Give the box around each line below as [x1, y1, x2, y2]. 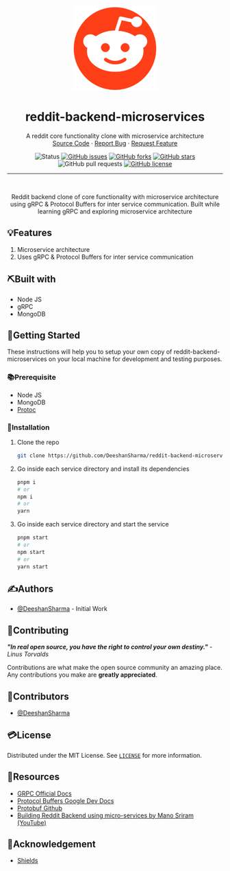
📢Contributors [7, 690, 70, 702]
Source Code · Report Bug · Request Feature [52, 139, 178, 147]
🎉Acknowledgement [7, 839, 96, 850]
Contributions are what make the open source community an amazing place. [7, 664, 222, 672]
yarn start [16, 563, 49, 570]
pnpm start [16, 534, 49, 542]
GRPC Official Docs [16, 789, 72, 798]
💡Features [7, 227, 53, 239]
